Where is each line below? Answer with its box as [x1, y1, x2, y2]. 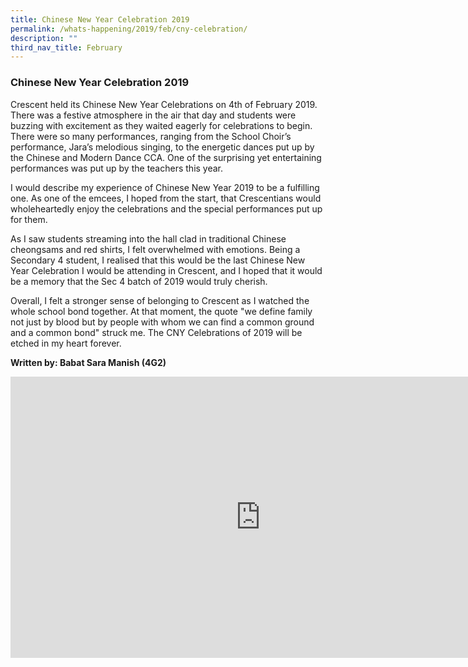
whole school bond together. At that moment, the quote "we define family [10, 305, 313, 317]
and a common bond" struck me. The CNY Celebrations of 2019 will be [10, 326, 303, 338]
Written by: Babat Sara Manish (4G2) [10, 356, 167, 368]
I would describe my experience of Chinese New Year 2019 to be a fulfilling [10, 181, 320, 193]
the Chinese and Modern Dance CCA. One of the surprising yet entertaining [10, 151, 322, 163]
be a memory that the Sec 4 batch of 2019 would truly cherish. [10, 275, 268, 287]
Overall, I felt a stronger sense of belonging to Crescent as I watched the [10, 294, 310, 306]
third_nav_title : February [10, 42, 123, 53]
